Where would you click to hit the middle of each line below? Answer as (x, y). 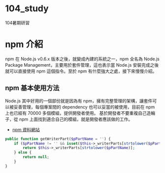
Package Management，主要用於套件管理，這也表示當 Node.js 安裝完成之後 (82, 65)
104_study (27, 9)
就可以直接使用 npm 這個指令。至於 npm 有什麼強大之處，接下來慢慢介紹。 (81, 71)
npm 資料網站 (26, 129)
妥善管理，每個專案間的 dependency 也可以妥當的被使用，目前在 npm (84, 107)
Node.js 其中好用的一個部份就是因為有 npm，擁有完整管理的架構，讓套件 (79, 100)
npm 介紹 (24, 44)
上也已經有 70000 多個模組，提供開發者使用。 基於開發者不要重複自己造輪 (80, 113)
